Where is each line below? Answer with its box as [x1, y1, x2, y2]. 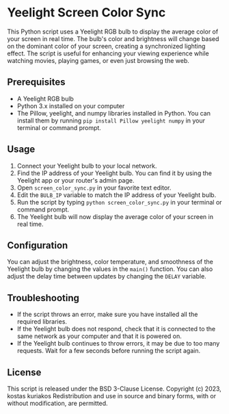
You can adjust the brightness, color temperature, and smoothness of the [7, 258, 213, 266]
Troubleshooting [7, 292, 80, 304]
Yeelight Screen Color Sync [7, 5, 166, 21]
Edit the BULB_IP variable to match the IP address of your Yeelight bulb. [16, 190, 217, 199]
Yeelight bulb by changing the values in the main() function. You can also [7, 265, 213, 273]
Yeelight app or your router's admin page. [16, 176, 135, 184]
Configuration [7, 240, 68, 251]
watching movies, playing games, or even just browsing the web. [7, 56, 190, 64]
